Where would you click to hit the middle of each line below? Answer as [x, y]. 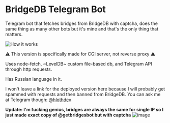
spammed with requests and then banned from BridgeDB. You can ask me [83, 94]
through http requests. [29, 69]
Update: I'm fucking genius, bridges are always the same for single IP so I [84, 109]
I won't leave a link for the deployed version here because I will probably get [85, 89]
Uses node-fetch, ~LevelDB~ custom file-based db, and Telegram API [79, 64]
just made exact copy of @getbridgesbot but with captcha [68, 115]
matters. [14, 34]
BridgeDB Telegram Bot [55, 9]
